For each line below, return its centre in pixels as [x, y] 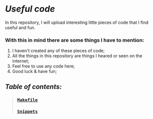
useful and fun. [20, 27]
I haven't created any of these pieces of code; [58, 51]
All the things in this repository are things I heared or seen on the [77, 56]
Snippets [27, 112]
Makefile [27, 100]
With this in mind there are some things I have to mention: [75, 40]
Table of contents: [33, 87]
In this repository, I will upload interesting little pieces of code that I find [77, 22]
